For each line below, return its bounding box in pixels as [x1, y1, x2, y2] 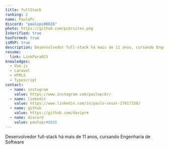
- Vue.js [10, 63, 28, 68]
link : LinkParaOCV [10, 54, 49, 59]
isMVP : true [5, 40, 30, 45]
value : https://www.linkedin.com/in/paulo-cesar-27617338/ [14, 101, 141, 106]
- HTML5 [10, 73, 26, 78]
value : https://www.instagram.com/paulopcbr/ [14, 92, 112, 97]
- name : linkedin [10, 96, 46, 101]
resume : [5, 49, 22, 54]
